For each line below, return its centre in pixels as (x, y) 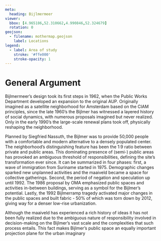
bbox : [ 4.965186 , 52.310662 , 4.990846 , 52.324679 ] (58, 23)
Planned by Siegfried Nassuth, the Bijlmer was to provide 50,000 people (77, 136)
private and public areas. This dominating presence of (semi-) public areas (79, 152)
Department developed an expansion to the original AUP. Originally (72, 102)
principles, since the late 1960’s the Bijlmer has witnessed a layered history (80, 112)
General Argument (43, 83)
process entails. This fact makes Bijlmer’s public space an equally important (80, 228)
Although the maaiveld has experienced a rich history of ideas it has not (77, 213)
